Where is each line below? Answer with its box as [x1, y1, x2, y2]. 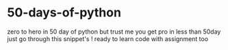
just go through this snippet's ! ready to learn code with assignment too [7, 34, 209, 42]
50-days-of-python [7, 5, 122, 21]
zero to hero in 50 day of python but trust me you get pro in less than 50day [7, 27, 221, 36]
